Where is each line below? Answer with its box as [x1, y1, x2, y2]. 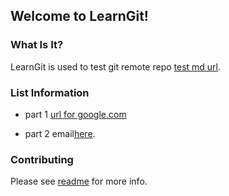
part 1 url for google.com [24, 108, 127, 120]
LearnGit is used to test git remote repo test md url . [10, 60, 222, 73]
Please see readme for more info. [10, 175, 148, 188]
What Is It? [10, 38, 64, 52]
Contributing [10, 152, 74, 166]
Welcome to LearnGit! [10, 8, 149, 25]
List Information [10, 85, 90, 99]
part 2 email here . [24, 127, 96, 139]
